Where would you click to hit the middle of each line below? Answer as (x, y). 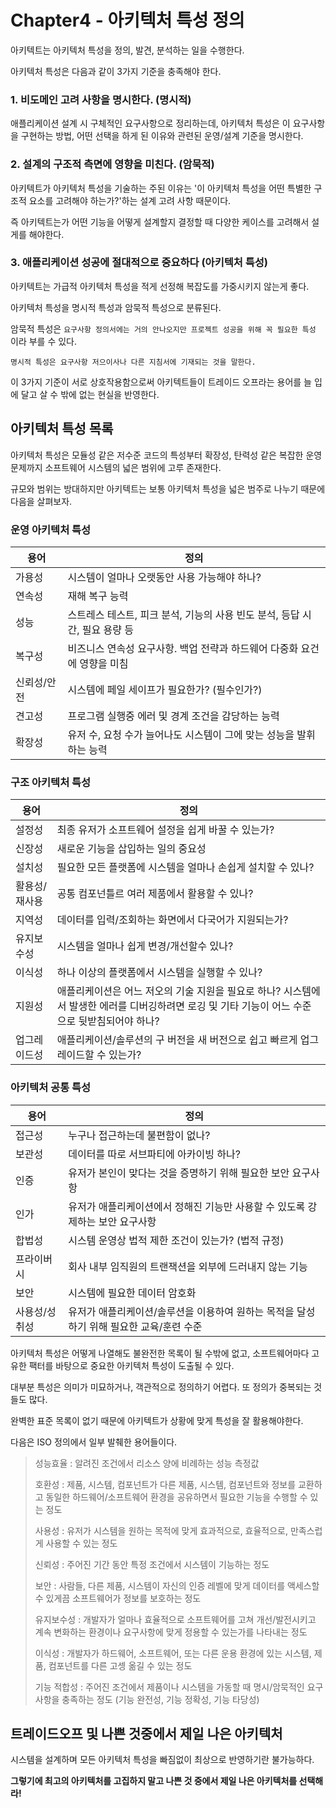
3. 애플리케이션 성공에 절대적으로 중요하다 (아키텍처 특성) (139, 263)
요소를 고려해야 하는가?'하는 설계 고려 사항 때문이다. (130, 200)
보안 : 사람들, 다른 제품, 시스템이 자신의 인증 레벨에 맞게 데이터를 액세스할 (177, 1585)
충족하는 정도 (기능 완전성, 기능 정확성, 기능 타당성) (160, 1699)
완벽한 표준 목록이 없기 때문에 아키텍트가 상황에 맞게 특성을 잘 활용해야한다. (157, 1420)
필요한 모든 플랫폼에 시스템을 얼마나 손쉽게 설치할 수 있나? (185, 868)
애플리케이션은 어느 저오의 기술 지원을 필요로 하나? (169, 991)
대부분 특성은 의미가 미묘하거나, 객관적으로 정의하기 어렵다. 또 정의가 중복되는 (161, 1387)
